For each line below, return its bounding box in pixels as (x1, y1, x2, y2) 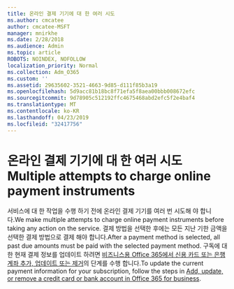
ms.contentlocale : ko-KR (7, 108, 80, 114)
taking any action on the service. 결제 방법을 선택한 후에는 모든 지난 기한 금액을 (7, 224, 228, 232)
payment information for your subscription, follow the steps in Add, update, (7, 267, 224, 276)
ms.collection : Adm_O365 (7, 68, 80, 75)
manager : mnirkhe (7, 29, 58, 37)
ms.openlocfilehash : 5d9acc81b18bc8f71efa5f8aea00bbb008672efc (7, 88, 196, 95)
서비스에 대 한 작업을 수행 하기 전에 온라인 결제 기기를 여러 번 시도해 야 (7, 207, 199, 215)
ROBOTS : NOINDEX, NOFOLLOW (7, 56, 86, 63)
